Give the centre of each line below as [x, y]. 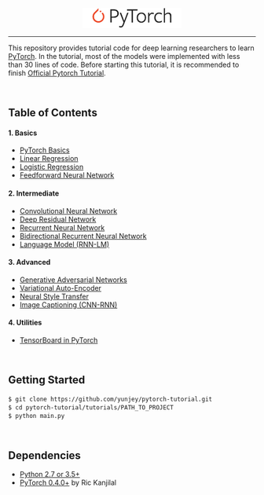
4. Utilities [25, 323]
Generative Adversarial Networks [73, 280]
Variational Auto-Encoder [60, 288]
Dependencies [44, 455]
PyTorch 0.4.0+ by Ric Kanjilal [68, 482]
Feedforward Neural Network [67, 175]
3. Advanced [29, 262]
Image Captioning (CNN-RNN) [68, 304]
